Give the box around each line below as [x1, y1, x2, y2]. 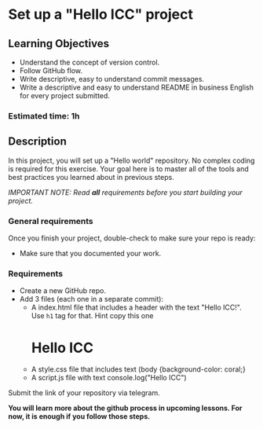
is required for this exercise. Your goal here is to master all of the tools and [8, 163, 249, 174]
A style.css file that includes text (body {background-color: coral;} [31, 365, 246, 374]
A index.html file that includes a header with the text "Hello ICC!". [31, 302, 242, 312]
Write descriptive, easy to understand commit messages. [19, 75, 205, 83]
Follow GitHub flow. [19, 66, 82, 75]
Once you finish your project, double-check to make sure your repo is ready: [8, 233, 256, 243]
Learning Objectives [8, 37, 110, 50]
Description [8, 135, 67, 148]
